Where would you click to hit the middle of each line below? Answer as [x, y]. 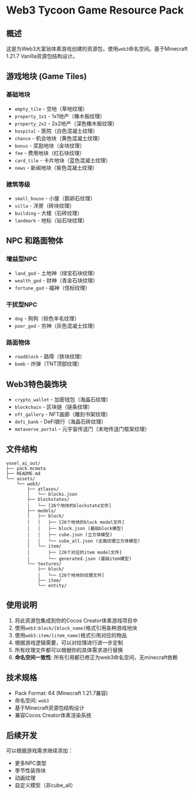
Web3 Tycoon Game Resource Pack [95, 10]
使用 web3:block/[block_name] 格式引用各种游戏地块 [76, 628]
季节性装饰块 [30, 770]
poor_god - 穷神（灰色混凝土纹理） [56, 325]
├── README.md [24, 473]
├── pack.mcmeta [26, 468]
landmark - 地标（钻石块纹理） [51, 220]
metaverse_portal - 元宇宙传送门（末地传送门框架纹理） [82, 429]
